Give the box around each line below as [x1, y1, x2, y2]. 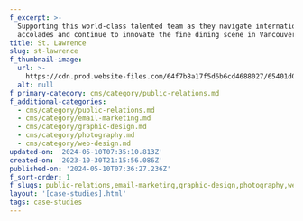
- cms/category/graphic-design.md [17, 123, 147, 132]
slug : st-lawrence [9, 47, 78, 56]
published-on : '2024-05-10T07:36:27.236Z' [9, 164, 171, 173]
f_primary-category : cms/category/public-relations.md [9, 88, 220, 97]
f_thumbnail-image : [9, 55, 83, 64]
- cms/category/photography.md [17, 131, 135, 140]
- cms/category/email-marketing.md [17, 114, 151, 123]
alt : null [17, 80, 54, 89]
